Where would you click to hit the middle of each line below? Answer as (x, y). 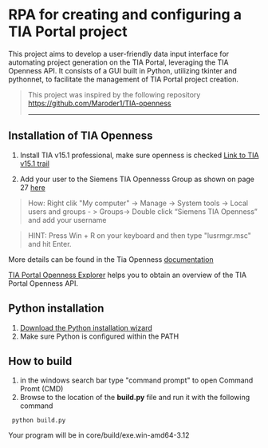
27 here (32, 187)
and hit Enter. (49, 244)
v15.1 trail (35, 163)
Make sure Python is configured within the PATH (99, 336)
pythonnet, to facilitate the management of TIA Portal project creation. (124, 79)
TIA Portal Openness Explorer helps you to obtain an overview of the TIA (128, 275)
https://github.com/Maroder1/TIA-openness (99, 103)
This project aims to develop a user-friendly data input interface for (119, 54)
